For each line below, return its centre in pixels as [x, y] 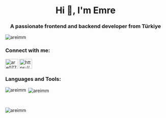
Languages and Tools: [33, 79]
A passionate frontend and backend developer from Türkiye [86, 26]
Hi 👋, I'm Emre [86, 10]
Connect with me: [28, 50]
